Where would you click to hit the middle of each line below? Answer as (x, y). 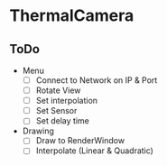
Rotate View (58, 90)
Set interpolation (66, 101)
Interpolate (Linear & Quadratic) (94, 151)
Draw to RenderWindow (80, 141)
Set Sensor (56, 111)
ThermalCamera (72, 16)
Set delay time (63, 121)
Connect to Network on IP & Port (97, 80)
